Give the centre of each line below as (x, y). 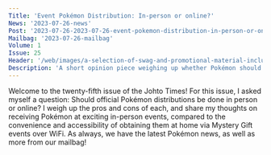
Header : (21, 61)
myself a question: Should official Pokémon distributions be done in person (133, 99)
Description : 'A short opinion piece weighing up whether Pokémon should (135, 68)
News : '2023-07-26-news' (50, 23)
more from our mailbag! (48, 142)
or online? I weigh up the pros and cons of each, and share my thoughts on (133, 108)
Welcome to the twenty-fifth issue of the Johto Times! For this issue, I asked (135, 91)
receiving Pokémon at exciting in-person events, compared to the (117, 116)
